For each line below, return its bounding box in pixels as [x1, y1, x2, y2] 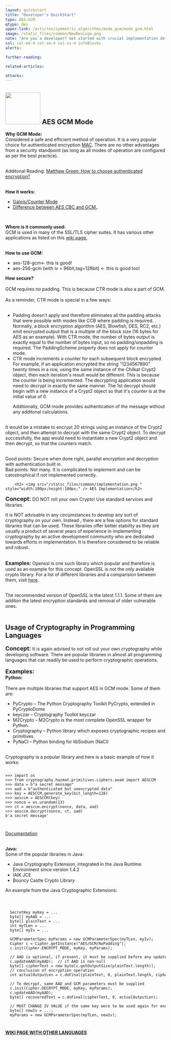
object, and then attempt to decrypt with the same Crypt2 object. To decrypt [5, 430, 166, 436]
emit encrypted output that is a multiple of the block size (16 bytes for [12, 329, 159, 335]
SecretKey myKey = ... [10, 909, 58, 915]
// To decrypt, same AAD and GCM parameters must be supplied [10, 981, 145, 986]
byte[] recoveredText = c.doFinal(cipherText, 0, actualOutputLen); [10, 995, 158, 1000]
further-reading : [5, 55, 42, 60]
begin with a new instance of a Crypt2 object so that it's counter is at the [12, 388, 165, 394]
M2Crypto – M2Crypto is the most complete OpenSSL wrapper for [12, 716, 152, 723]
